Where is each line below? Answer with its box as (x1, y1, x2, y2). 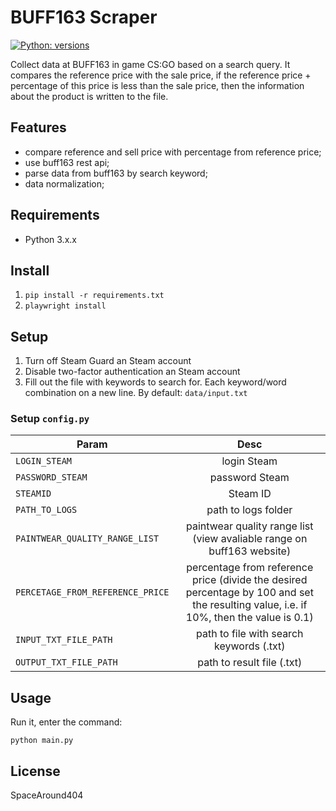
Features (10, 119, 67, 136)
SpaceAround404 (10, 789, 84, 801)
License (10, 762, 61, 780)
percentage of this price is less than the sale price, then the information (10, 79, 305, 91)
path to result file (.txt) (197, 656, 303, 670)
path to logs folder (206, 503, 293, 517)
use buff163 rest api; (24, 156, 110, 168)
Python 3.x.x (24, 233, 77, 245)
